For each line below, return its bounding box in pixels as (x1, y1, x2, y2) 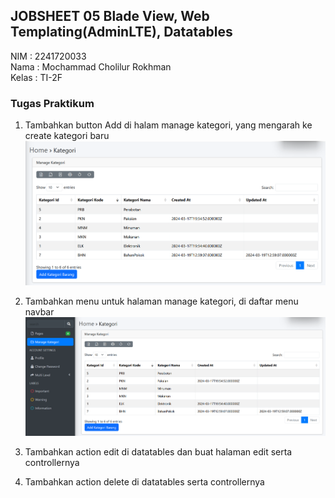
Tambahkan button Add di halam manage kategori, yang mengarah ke (24, 119, 313, 131)
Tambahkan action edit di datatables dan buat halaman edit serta (24, 445, 293, 458)
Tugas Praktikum (10, 96, 95, 110)
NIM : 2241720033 (10, 50, 87, 62)
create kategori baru (24, 130, 110, 142)
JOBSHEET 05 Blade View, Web (10, 8, 210, 25)
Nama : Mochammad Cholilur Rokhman (10, 60, 172, 73)
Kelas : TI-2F (10, 71, 63, 83)
